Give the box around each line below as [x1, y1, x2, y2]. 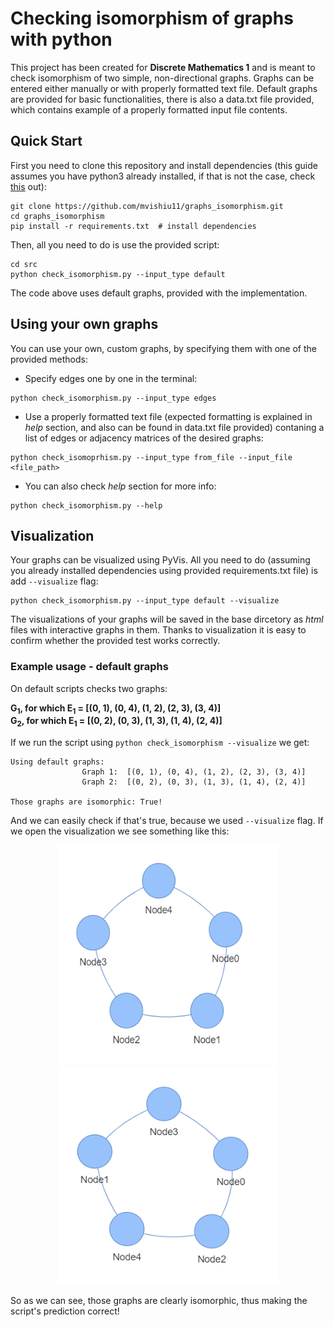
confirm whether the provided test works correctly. [10, 635, 221, 647]
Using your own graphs [10, 316, 159, 333]
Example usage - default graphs [10, 660, 169, 674]
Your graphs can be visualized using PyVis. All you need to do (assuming [10, 554, 311, 566]
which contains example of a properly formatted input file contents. [10, 103, 288, 116]
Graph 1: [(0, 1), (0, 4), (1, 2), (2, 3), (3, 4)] [81, 767, 307, 777]
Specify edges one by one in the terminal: [24, 372, 198, 384]
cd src [10, 259, 38, 269]
